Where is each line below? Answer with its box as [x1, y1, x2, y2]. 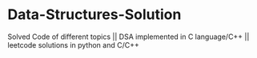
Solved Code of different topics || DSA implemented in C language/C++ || [7, 32, 250, 41]
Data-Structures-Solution [7, 6, 182, 24]
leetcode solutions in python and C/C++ [7, 40, 139, 49]
